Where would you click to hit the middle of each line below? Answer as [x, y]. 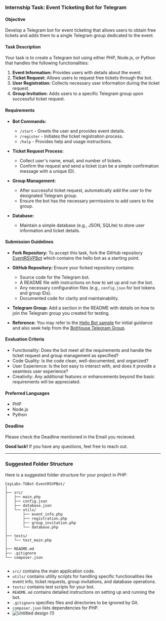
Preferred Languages [27, 393]
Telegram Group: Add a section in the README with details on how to [83, 308]
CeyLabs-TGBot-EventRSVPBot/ [35, 484]
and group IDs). [36, 293]
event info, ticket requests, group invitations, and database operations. [84, 581]
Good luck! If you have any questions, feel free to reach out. [66, 446]
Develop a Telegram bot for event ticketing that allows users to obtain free [81, 30]
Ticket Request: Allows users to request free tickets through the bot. [82, 78]
